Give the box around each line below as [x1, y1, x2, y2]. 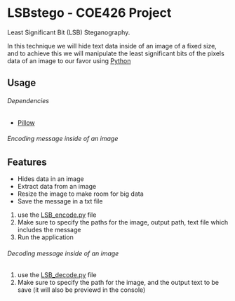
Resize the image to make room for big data [17, 189, 144, 198]
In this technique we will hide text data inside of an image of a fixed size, [7, 41, 217, 50]
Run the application [17, 233, 74, 241]
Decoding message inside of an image [7, 249, 119, 257]
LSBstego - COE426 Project [7, 5, 172, 21]
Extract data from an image [17, 182, 97, 191]
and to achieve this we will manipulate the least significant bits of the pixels [7, 49, 224, 58]
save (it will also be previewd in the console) [17, 286, 146, 294]
